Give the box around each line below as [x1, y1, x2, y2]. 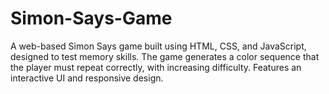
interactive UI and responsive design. [10, 72, 164, 84]
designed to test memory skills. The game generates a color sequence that [10, 50, 320, 62]
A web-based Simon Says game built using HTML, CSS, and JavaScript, [10, 40, 307, 52]
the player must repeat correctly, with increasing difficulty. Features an [10, 61, 302, 73]
